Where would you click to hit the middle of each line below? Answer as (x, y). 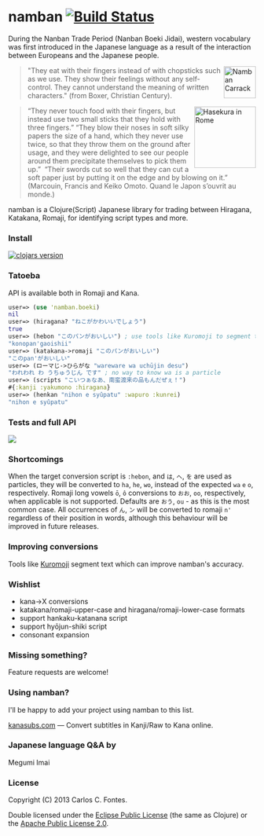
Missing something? (48, 654)
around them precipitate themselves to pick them (107, 160)
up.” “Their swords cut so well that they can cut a (108, 169)
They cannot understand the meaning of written (132, 87)
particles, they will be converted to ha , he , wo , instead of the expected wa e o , (131, 485)
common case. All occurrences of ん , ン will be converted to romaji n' (120, 510)
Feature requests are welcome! (58, 673)
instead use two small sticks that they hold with (104, 119)
